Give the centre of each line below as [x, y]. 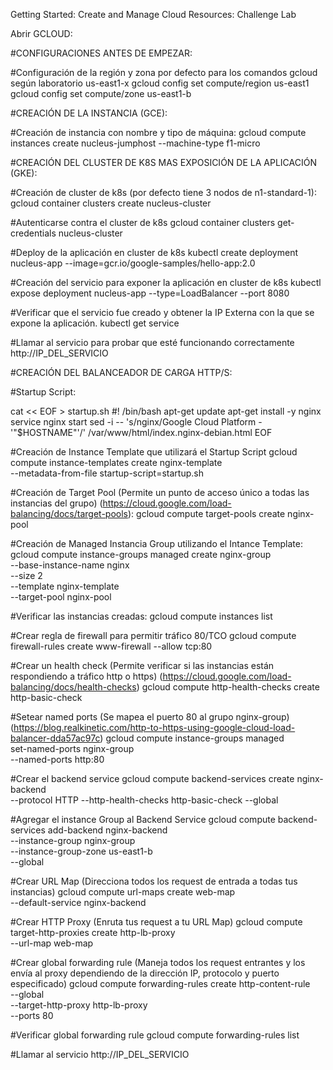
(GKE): [24, 173]
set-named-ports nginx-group [72, 748]
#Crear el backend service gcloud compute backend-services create [152, 778]
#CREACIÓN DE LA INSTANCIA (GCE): [89, 113]
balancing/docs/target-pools [69, 513]
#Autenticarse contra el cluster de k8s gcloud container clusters [143, 222]
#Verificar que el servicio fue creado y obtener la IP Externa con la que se [162, 312]
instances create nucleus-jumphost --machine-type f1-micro [135, 143]
